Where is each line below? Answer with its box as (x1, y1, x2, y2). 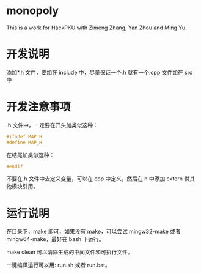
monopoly (6, 4, 59, 18)
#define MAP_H (6, 139, 43, 146)
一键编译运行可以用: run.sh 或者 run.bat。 (6, 261, 111, 269)
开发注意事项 (6, 100, 71, 114)
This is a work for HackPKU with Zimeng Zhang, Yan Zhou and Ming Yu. (6, 24, 188, 31)
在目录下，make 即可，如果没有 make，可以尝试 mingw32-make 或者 (6, 228, 181, 235)
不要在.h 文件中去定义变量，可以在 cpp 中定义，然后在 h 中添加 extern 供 (6, 175, 190, 182)
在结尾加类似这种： (6, 151, 55, 158)
